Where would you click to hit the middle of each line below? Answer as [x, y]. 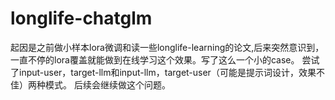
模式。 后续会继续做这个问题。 [107, 84]
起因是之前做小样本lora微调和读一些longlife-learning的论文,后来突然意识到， [167, 47]
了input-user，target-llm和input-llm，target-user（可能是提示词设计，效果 [163, 72]
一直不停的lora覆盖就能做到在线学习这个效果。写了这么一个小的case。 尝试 [165, 59]
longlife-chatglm [81, 18]
